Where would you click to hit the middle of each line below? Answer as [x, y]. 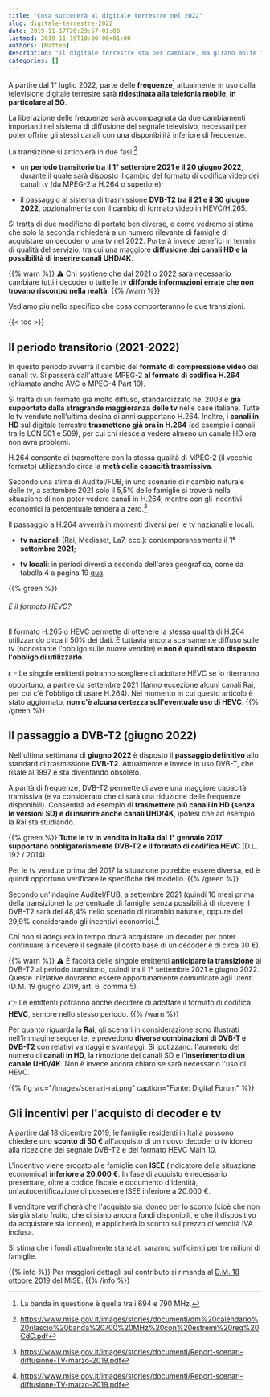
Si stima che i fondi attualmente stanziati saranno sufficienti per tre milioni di [135, 1248]
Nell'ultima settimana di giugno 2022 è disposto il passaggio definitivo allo [133, 755]
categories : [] [34, 61]
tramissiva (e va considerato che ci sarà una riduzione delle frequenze [125, 796]
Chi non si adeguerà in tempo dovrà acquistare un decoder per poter [122, 937]
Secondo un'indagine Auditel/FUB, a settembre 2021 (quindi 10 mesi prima [131, 894]
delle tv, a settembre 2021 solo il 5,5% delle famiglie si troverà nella [119, 490]
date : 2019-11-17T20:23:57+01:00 [64, 31]
